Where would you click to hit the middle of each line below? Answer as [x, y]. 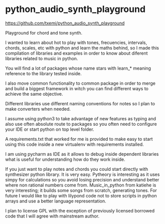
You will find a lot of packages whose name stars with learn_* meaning [78, 68]
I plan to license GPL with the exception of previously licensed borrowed [80, 210]
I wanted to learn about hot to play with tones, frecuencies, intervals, [76, 42]
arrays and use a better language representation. [56, 201]
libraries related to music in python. [42, 58]
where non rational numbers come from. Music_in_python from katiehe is [81, 185]
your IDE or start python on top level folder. [50, 129]
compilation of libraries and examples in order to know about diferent [76, 53]
